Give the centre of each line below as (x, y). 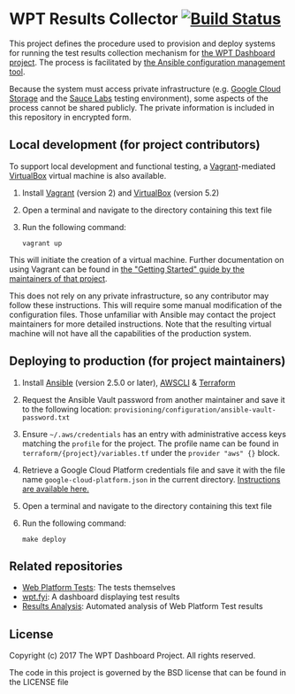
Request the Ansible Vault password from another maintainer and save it (153, 399)
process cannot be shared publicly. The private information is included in (142, 107)
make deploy (44, 539)
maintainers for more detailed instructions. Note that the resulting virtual (140, 324)
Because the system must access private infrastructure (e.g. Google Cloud (145, 89)
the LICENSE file (39, 682)
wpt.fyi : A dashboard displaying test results (101, 597)
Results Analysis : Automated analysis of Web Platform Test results (142, 606)
